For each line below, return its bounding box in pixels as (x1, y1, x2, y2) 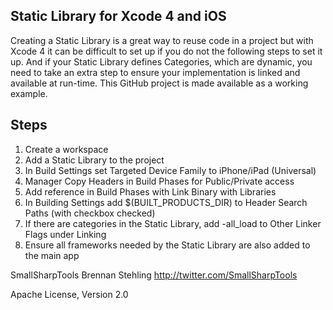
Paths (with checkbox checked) (24, 207, 156, 219)
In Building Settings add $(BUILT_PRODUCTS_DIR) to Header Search (24, 196, 308, 208)
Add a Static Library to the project (24, 154, 165, 166)
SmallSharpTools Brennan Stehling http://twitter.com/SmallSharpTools (10, 269, 298, 281)
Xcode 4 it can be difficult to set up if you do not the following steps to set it (10, 45, 323, 57)
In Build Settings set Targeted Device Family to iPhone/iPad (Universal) (24, 164, 317, 176)
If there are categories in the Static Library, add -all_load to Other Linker (24, 217, 322, 229)
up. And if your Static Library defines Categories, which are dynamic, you (10, 55, 313, 68)
